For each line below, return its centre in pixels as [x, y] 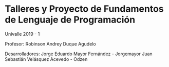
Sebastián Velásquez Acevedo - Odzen [46, 59]
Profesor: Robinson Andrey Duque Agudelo [50, 43]
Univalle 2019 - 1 [22, 34]
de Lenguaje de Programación [70, 20]
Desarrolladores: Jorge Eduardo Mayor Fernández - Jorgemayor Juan [79, 54]
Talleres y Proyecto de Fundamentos [84, 9]
